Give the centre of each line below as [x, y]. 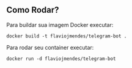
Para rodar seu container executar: [50, 47]
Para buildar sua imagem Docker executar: [60, 25]
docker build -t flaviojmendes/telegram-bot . [67, 36]
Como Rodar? [33, 10]
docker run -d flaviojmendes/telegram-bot [61, 59]
